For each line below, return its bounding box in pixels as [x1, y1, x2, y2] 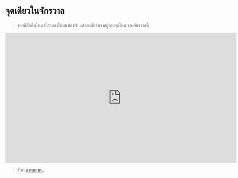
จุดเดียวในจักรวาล [5, 5, 65, 17]
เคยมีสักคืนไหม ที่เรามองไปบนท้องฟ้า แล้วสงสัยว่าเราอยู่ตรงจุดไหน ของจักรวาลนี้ [17, 22, 149, 28]
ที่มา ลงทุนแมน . [17, 167, 44, 173]
